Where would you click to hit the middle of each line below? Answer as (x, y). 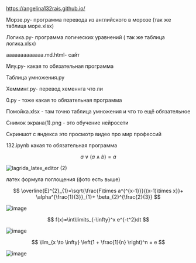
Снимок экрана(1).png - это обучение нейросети (67, 123)
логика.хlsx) (21, 44)
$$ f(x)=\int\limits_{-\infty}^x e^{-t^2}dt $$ (98, 219)
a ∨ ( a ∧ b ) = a (98, 157)
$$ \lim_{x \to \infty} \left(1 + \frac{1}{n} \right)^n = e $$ (98, 242)
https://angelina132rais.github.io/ (46, 8)
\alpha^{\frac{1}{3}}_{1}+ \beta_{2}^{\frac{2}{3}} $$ (98, 197)
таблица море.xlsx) (30, 26)
